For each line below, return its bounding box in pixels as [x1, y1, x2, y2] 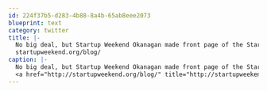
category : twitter [8, 26, 69, 34]
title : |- [8, 33, 41, 42]
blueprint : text [8, 19, 62, 27]
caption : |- [8, 56, 48, 64]
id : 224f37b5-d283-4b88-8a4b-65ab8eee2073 [8, 11, 151, 20]
